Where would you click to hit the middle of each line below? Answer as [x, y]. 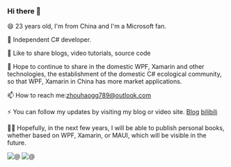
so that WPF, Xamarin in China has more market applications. [95, 81]
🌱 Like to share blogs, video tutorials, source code [79, 53]
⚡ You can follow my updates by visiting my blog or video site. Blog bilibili [112, 112]
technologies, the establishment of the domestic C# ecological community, [114, 74]
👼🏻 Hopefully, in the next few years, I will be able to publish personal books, [116, 128]
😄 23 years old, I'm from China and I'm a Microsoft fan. [87, 26]
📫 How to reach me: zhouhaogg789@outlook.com [79, 95]
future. [17, 143]
